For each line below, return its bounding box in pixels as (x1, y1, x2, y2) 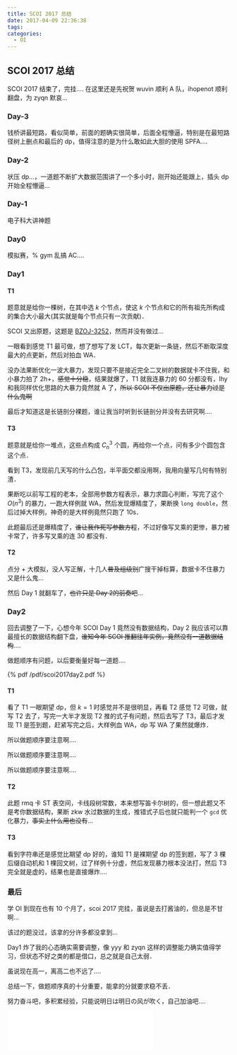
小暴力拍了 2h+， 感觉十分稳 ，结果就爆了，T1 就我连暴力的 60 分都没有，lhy (7, 375, 228, 383)
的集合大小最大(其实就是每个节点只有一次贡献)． (7, 312, 148, 321)
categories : (7, 30, 42, 37)
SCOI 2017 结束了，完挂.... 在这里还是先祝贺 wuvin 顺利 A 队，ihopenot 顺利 (7, 84, 228, 93)
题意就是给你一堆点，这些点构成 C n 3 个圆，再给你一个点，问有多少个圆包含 (7, 439, 226, 451)
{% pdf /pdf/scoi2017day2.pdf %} (7, 670, 106, 679)
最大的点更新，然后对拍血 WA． (7, 351, 100, 359)
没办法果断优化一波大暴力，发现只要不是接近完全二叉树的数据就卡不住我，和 (7, 366, 230, 374)
